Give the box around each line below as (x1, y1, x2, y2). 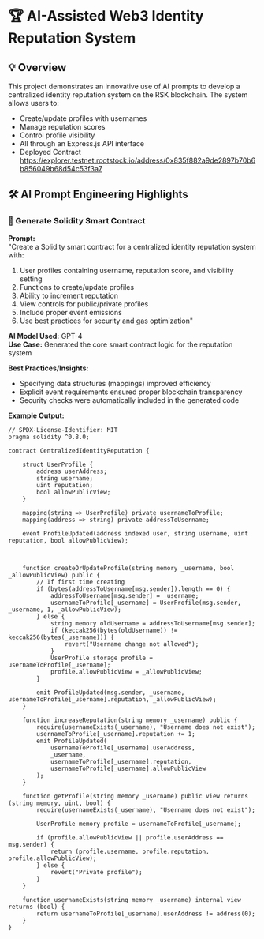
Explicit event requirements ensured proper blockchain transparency (19, 387, 243, 396)
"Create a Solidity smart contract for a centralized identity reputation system (8, 242, 256, 251)
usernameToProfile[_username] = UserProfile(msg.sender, (50, 599, 242, 607)
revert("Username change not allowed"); (64, 640, 199, 648)
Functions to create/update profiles (19, 282, 135, 291)
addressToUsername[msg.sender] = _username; (50, 592, 199, 599)
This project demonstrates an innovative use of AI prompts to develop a (8, 81, 240, 91)
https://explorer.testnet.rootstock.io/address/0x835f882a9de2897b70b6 (19, 156, 256, 165)
